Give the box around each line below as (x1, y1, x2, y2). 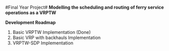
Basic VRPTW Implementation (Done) (12, 29, 91, 35)
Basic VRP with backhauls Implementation (12, 35, 101, 40)
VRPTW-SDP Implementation (12, 40, 74, 46)
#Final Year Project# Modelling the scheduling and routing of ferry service (5, 5, 164, 10)
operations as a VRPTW (5, 10, 57, 16)
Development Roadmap (5, 20, 56, 25)
